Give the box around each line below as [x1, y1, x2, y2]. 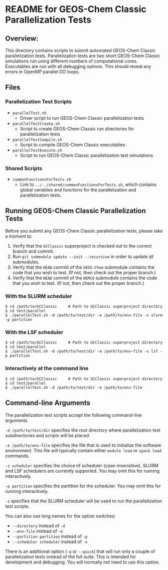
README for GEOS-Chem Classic [5, 4, 147, 15]
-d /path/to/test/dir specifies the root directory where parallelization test [5, 427, 160, 433]
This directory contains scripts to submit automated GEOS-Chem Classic [5, 48, 155, 53]
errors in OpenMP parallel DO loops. [5, 69, 80, 75]
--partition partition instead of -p [12, 533, 88, 539]
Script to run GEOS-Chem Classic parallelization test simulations [20, 152, 153, 158]
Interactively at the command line [5, 365, 89, 372]
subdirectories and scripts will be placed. [5, 432, 90, 438]
